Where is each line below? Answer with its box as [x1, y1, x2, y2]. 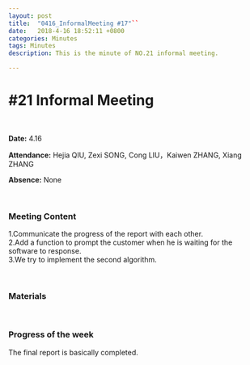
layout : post [8, 11, 53, 20]
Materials [8, 291, 47, 302]
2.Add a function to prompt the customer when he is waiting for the [8, 237, 233, 247]
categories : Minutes [8, 34, 78, 43]
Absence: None [8, 174, 62, 184]
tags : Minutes [8, 42, 57, 50]
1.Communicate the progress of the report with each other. [8, 229, 204, 239]
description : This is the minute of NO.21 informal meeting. [8, 49, 219, 57]
